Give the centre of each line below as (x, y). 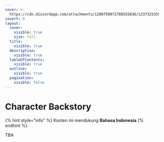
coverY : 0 (15, 19)
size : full (25, 37)
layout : (13, 23)
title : (16, 42)
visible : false (29, 82)
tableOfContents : (27, 60)
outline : (18, 69)
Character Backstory (48, 106)
